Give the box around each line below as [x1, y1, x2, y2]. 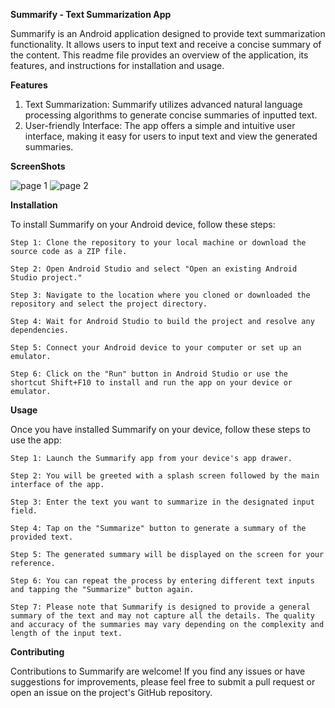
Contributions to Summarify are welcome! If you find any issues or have [10, 665, 306, 677]
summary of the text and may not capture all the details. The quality [10, 611, 315, 621]
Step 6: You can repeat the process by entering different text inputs [10, 576, 315, 586]
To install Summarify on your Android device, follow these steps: [10, 219, 276, 230]
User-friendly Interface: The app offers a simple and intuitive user [24, 120, 296, 131]
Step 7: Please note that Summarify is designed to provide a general [10, 602, 311, 612]
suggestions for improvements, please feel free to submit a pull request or [10, 676, 316, 688]
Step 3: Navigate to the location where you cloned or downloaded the [10, 290, 311, 300]
